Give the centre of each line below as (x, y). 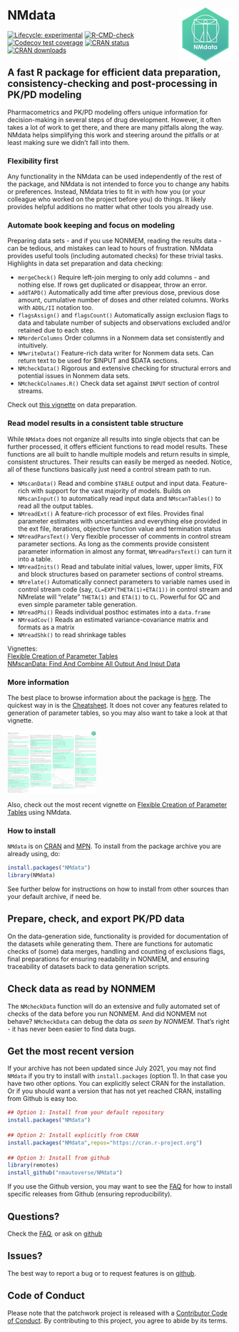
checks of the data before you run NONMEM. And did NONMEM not (107, 1014)
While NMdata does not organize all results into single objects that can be (113, 439)
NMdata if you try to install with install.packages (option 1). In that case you (117, 1076)
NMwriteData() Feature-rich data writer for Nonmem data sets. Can (116, 353)
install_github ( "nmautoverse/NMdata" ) (65, 1173)
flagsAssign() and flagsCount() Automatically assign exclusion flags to (123, 315)
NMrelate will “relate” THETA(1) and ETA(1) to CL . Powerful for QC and (119, 596)
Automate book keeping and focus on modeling (91, 225)
